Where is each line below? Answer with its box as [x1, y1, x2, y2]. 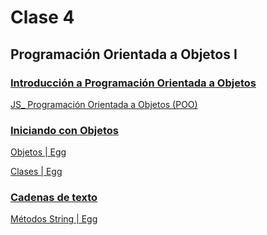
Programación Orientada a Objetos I [10, 46, 238, 63]
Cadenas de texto [10, 191, 98, 205]
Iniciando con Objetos [10, 123, 120, 137]
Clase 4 [10, 6, 75, 29]
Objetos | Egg [10, 146, 67, 158]
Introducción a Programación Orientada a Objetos [10, 76, 257, 90]
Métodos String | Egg [10, 213, 98, 225]
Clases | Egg [10, 166, 63, 178]
